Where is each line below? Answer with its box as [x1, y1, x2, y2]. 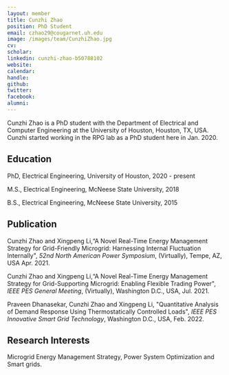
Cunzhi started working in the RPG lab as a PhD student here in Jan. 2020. [7, 133, 218, 141]
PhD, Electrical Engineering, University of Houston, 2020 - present [7, 172, 196, 180]
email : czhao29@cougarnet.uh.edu [7, 29, 103, 37]
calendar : [7, 68, 36, 74]
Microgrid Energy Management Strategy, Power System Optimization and [7, 353, 215, 361]
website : [7, 61, 32, 68]
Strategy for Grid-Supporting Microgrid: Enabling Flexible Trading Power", [7, 279, 217, 287]
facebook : [7, 94, 36, 101]
